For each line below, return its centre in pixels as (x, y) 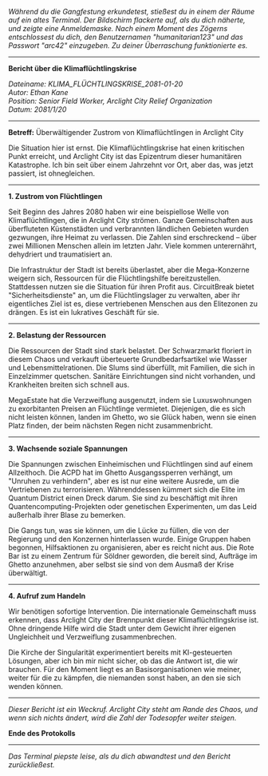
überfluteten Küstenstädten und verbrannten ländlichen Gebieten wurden (128, 229)
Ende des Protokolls (42, 733)
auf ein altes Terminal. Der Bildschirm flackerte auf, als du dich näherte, (127, 20)
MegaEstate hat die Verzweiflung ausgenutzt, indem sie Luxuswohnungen (130, 400)
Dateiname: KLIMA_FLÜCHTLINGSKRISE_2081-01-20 (96, 84)
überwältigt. (28, 573)
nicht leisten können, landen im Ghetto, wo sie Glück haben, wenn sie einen (132, 417)
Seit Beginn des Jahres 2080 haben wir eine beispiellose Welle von (119, 212)
